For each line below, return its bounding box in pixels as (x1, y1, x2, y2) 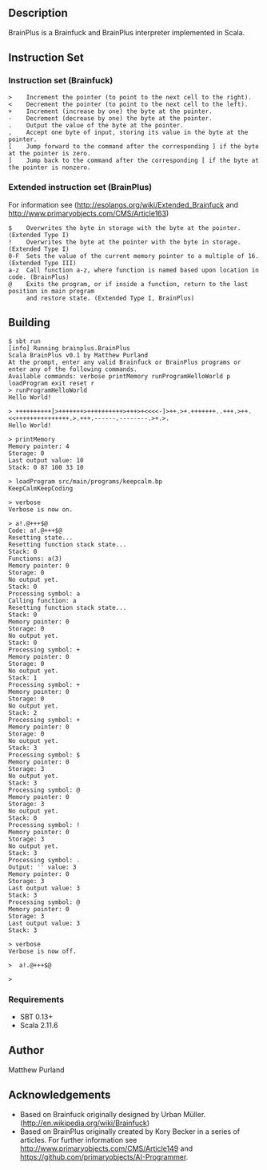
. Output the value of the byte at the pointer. (8, 121, 184, 129)
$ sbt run (8, 337, 42, 345)
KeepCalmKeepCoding (8, 484, 74, 492)
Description (8, 6, 68, 20)
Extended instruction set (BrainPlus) (8, 182, 153, 193)
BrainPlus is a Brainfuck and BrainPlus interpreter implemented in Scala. (8, 27, 245, 37)
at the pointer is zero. (8, 149, 91, 157)
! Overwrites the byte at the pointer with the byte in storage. (8, 238, 241, 246)
